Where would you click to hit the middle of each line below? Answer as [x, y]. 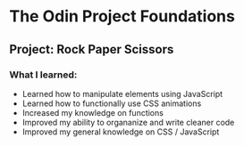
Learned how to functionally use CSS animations [112, 103]
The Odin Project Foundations [122, 16]
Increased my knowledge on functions [93, 112]
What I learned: [43, 75]
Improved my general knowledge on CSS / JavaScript [121, 132]
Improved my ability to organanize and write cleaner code [128, 122]
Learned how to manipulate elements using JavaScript [122, 93]
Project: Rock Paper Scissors [92, 49]
